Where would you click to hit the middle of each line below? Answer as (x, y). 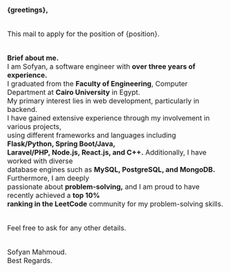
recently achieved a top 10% (54, 195)
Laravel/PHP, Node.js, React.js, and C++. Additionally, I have (107, 152)
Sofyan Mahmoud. (37, 252)
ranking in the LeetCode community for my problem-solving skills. (115, 204)
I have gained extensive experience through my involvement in (108, 118)
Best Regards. (30, 261)
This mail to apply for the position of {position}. (83, 34)
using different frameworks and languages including (92, 135)
